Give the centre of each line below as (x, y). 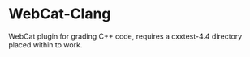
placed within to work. (45, 44)
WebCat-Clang (60, 14)
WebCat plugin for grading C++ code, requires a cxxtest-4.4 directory (125, 36)
